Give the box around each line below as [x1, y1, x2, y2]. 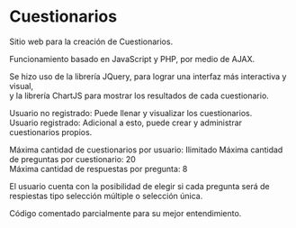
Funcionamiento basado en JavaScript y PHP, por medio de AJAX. [9, 53, 256, 64]
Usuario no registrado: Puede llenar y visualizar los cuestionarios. [9, 107, 253, 118]
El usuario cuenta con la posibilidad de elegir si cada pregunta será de [9, 180, 270, 191]
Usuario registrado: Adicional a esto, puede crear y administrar [9, 117, 243, 128]
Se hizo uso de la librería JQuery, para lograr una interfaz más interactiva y [9, 70, 287, 82]
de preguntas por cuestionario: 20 [9, 153, 137, 164]
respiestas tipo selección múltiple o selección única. [9, 190, 203, 201]
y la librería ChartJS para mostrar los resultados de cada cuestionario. [9, 90, 270, 101]
